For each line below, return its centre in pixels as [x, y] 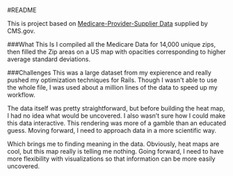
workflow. [21, 95]
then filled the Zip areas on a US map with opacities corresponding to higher [116, 52]
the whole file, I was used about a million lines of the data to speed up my [112, 87]
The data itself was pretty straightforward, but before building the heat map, [116, 108]
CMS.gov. [21, 31]
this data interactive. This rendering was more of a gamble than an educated [117, 123]
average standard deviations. [49, 59]
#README [22, 10]
